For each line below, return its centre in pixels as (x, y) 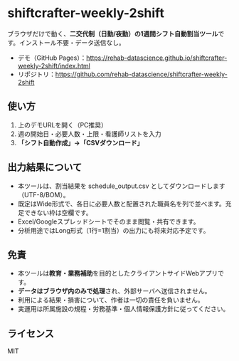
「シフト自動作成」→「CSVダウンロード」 (80, 142)
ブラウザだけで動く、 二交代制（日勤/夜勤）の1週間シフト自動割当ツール (113, 33)
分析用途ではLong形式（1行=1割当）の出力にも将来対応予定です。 (113, 230)
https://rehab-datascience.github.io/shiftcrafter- (157, 58)
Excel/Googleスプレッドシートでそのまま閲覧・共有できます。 (109, 221)
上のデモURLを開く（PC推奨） (63, 125)
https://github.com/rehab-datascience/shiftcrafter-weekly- (141, 74)
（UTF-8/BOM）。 (43, 194)
